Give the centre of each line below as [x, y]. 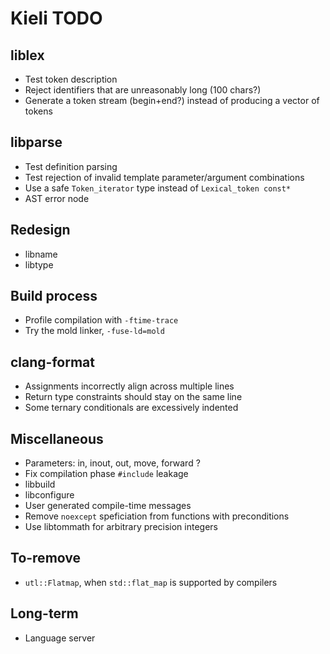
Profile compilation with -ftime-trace [101, 320]
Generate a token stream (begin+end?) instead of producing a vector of [172, 100]
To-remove [46, 558]
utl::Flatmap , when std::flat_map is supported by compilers [151, 582]
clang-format [52, 362]
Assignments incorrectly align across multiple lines [129, 386]
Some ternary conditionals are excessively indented [131, 408]
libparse [36, 142]
